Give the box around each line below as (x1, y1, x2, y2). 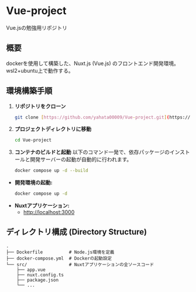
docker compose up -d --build (14, 168, 89, 174)
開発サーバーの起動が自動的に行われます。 (30, 156, 132, 163)
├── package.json (16, 277, 59, 283)
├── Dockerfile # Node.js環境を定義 (6, 249, 115, 255)
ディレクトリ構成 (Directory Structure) (6, 227, 147, 237)
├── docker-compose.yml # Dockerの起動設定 (6, 255, 112, 262)
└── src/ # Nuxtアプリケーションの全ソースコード (6, 262, 154, 267)
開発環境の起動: (14, 179, 53, 186)
